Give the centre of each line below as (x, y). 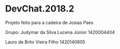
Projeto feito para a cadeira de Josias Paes (49, 22)
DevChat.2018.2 (40, 9)
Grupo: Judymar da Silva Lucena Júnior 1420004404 (60, 32)
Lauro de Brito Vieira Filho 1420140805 (45, 42)
